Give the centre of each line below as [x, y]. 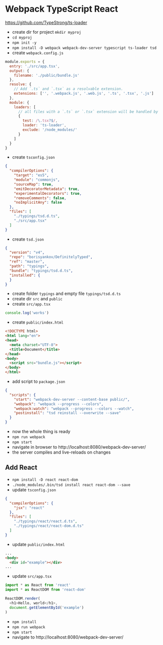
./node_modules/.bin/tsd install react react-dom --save [71, 485]
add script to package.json [39, 381]
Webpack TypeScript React [62, 9]
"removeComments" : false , [40, 198]
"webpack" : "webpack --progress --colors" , [59, 404]
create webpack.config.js [38, 53]
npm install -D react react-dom [45, 479]
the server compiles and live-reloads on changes [61, 452]
